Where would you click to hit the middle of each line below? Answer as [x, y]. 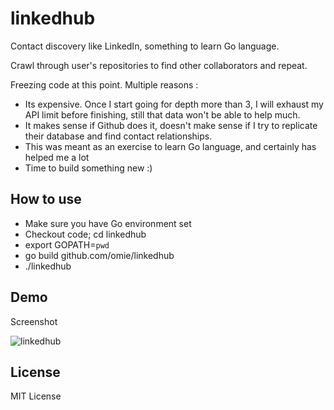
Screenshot [34, 321]
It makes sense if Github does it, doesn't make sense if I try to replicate [171, 125]
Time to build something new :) [88, 168]
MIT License [36, 396]
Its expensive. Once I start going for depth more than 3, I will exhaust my [174, 104]
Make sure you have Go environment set [108, 223]
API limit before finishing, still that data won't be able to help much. [162, 114]
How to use [46, 199]
